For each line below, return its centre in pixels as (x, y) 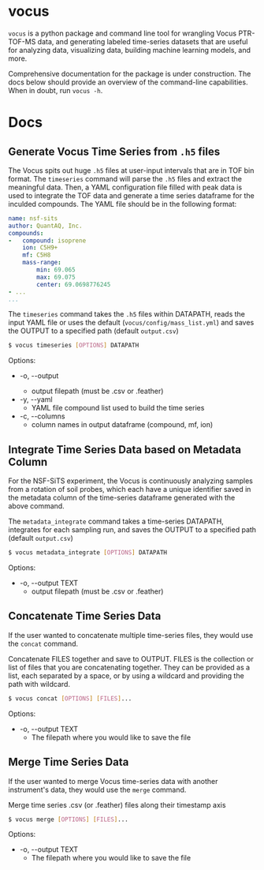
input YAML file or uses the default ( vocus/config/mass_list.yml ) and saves (131, 323)
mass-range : (42, 263)
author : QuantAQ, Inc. (45, 226)
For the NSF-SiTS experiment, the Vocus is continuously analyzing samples (131, 481)
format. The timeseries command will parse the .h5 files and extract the (125, 178)
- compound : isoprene (47, 240)
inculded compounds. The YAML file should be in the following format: (123, 204)
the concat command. (43, 643)
